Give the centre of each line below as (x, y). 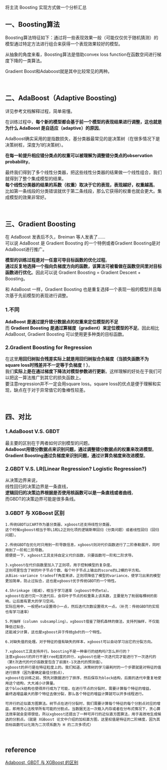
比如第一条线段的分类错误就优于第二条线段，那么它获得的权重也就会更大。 (81, 191)
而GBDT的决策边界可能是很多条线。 (42, 499)
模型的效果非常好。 (29, 197)
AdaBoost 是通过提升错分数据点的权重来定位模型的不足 (62, 321)
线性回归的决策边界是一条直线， (38, 487)
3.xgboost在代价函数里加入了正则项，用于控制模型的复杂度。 (60, 565)
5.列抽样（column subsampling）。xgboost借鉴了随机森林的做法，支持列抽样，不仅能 (83, 622)
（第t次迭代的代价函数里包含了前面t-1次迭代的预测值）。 (55, 662)
